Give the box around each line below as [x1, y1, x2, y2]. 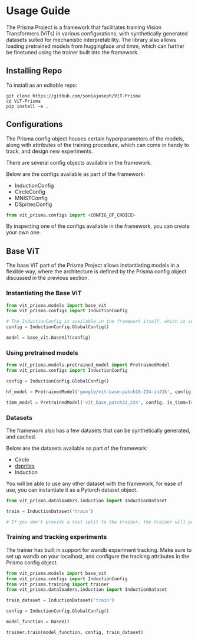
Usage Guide [6, 4, 71, 18]
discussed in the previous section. [6, 274, 90, 282]
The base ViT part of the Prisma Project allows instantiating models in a [6, 261, 180, 269]
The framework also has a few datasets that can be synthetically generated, [6, 427, 191, 434]
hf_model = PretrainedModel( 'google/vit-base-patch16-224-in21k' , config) [6, 388, 194, 395]
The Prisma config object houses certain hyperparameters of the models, [6, 135, 184, 142]
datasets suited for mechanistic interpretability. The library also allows [6, 36, 176, 43]
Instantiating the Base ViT [6, 289, 82, 297]
